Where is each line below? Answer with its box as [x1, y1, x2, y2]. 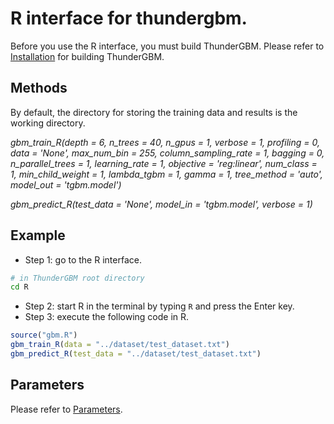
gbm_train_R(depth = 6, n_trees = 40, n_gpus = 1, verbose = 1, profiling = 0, [10, 136, 320, 148]
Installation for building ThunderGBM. [10, 50, 165, 62]
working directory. [10, 117, 86, 129]
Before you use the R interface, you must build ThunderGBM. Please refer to [10, 40, 325, 52]
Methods [10, 80, 68, 97]
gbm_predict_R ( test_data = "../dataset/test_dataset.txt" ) [10, 349, 262, 359]
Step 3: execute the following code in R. [24, 311, 190, 323]
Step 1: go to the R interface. [24, 253, 142, 266]
